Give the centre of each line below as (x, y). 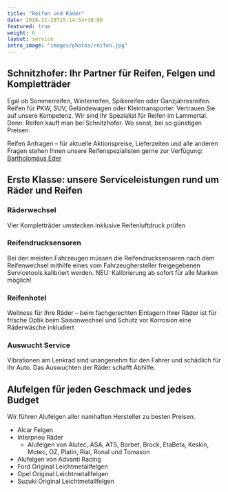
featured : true (29, 26)
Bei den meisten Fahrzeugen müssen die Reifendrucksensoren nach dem (111, 258)
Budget (23, 400)
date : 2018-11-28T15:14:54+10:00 (55, 20)
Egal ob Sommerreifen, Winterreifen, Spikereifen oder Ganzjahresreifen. (109, 101)
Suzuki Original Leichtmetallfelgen (66, 481)
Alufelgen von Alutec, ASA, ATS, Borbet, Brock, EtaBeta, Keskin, (118, 444)
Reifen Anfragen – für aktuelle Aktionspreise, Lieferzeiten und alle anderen (113, 143)
